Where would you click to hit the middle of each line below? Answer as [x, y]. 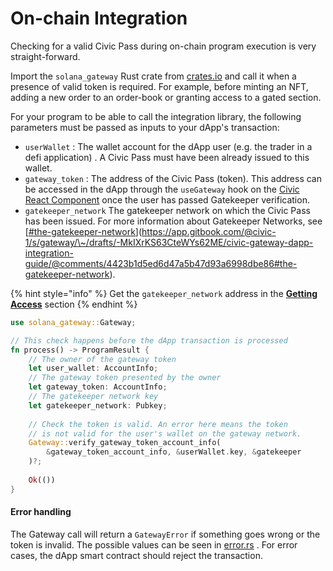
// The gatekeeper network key [93, 397]
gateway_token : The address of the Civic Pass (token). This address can [173, 178]
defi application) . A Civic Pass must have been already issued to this [167, 157]
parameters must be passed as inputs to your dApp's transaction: [145, 127]
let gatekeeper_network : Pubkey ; [98, 405]
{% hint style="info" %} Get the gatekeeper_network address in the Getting [164, 293]
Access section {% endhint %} [74, 304]
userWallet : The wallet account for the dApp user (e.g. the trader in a [168, 146]
